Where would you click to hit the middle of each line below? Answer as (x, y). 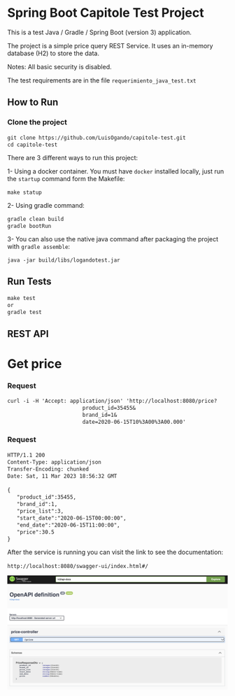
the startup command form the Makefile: (66, 178)
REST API (28, 334)
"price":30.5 (35, 532)
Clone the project (37, 122)
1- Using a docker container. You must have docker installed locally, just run (116, 171)
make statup (24, 192)
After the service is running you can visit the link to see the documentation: (115, 552)
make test (22, 299)
